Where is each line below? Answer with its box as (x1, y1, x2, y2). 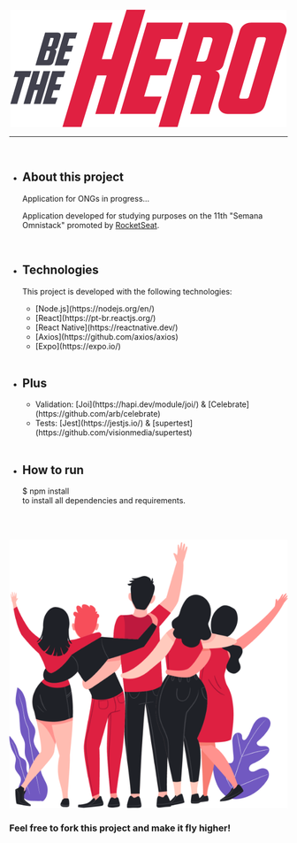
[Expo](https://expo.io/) (34, 341, 121, 351)
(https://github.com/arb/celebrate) (34, 409, 161, 419)
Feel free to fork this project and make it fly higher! (9, 822, 232, 834)
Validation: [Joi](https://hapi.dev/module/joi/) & (34, 399, 206, 410)
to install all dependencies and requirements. (21, 495, 186, 506)
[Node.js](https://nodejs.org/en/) (34, 303, 155, 314)
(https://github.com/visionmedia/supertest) (34, 427, 193, 438)
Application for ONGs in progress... (21, 193, 150, 203)
